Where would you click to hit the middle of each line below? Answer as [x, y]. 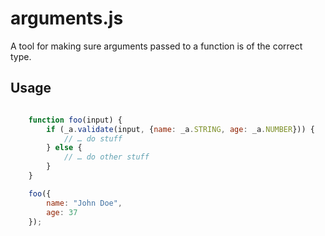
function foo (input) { [75, 120]
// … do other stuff [106, 157]
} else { [64, 148]
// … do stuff [93, 138]
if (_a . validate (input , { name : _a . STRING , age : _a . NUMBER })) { [180, 129]
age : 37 [62, 212]
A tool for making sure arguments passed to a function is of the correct [156, 46]
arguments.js [67, 18]
